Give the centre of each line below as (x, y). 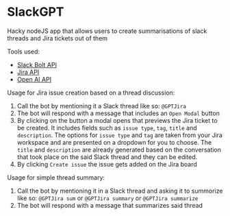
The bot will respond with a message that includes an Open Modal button (118, 113)
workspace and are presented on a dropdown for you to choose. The (114, 142)
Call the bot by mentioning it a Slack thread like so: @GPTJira (102, 106)
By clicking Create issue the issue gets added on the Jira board (107, 164)
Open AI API (34, 79)
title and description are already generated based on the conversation (119, 149)
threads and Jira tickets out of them (57, 38)
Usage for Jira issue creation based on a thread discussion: (91, 93)
